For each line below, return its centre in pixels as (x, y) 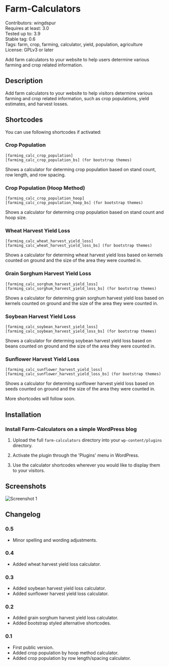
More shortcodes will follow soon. (40, 399)
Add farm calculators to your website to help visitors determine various (79, 93)
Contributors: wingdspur (31, 23)
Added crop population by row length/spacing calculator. (72, 658)
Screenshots (26, 486)
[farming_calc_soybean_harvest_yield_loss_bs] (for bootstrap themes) (81, 331)
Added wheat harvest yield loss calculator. (57, 564)
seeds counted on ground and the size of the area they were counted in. (80, 389)
